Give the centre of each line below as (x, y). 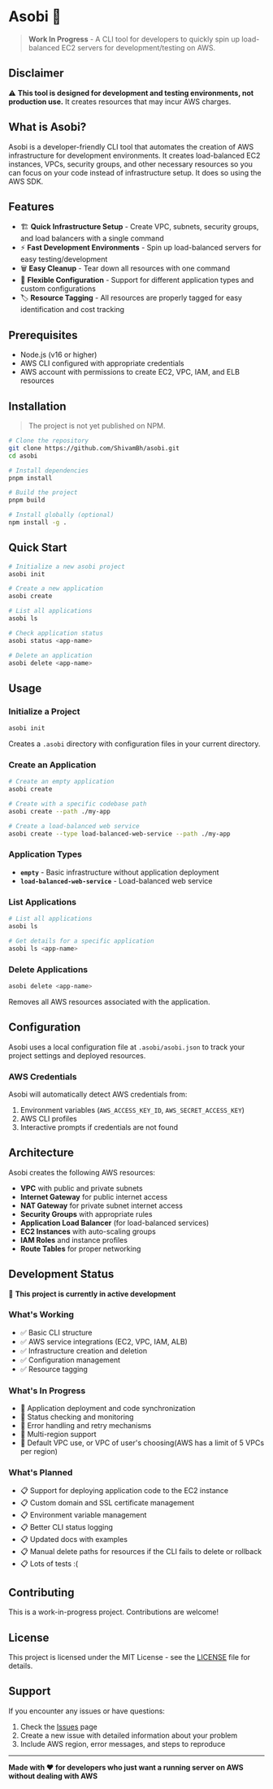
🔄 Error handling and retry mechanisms (86, 1426)
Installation (37, 406)
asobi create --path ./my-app (60, 811)
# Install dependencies (49, 471)
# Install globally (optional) (61, 515)
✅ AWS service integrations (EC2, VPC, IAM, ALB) (104, 1341)
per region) (39, 1452)
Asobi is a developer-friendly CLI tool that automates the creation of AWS (131, 146)
